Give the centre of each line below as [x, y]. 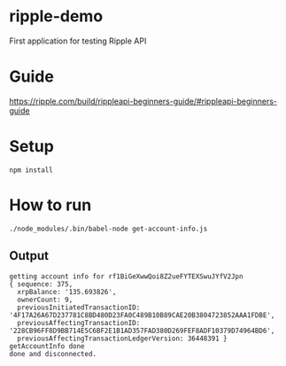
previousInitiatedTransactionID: [79, 308]
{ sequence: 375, [41, 284]
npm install [31, 170]
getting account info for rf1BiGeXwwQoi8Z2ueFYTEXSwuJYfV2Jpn [126, 276]
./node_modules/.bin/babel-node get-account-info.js [108, 229]
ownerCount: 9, [45, 300]
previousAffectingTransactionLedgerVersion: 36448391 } [122, 339]
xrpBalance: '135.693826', [67, 292]
